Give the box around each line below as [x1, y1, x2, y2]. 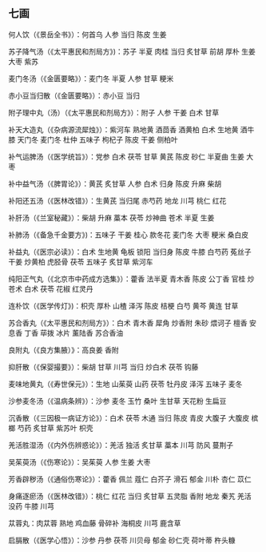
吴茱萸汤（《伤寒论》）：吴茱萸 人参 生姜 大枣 [8, 457, 151, 466]
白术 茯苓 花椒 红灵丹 [23, 284, 93, 293]
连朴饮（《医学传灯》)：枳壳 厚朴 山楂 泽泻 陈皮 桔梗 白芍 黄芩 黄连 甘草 [8, 300, 239, 310]
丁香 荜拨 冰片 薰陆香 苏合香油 [23, 328, 124, 337]
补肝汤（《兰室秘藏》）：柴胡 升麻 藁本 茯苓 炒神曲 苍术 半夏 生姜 [8, 212, 215, 222]
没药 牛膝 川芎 [8, 501, 54, 510]
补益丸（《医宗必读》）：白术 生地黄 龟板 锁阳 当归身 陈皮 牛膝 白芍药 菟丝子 [8, 247, 252, 256]
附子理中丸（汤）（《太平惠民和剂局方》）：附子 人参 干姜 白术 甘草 [8, 107, 220, 117]
